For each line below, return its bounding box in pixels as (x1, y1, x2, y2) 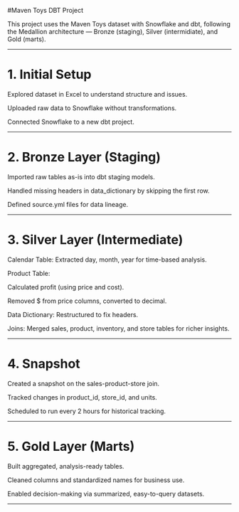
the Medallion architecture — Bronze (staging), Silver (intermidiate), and (7, 28, 218, 36)
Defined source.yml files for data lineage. (7, 200, 129, 208)
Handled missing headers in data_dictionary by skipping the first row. (7, 186, 210, 195)
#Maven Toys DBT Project (7, 6, 84, 14)
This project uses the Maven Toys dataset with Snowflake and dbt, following (7, 20, 231, 28)
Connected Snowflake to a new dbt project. (7, 117, 135, 126)
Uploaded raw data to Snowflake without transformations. (7, 103, 177, 112)
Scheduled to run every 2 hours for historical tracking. (7, 407, 166, 415)
